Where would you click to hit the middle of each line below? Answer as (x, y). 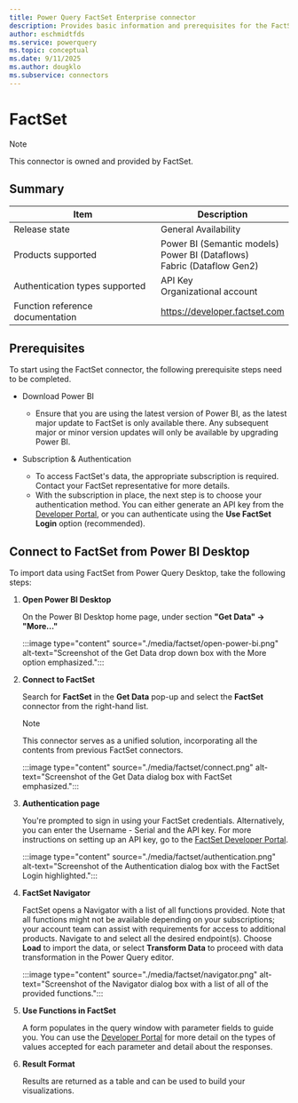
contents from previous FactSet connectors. (102, 750)
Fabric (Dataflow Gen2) (210, 266)
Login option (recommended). (90, 524)
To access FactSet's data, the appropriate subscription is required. (157, 476)
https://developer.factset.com (223, 311)
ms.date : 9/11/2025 (45, 59)
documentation (45, 316)
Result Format (48, 1064)
